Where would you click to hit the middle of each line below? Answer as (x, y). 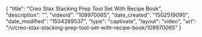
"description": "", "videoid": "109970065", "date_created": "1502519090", (98, 15)
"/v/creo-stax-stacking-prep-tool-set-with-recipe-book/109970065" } (94, 27)
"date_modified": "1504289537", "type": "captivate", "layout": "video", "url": (101, 21)
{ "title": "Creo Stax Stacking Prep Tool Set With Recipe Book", (84, 9)
